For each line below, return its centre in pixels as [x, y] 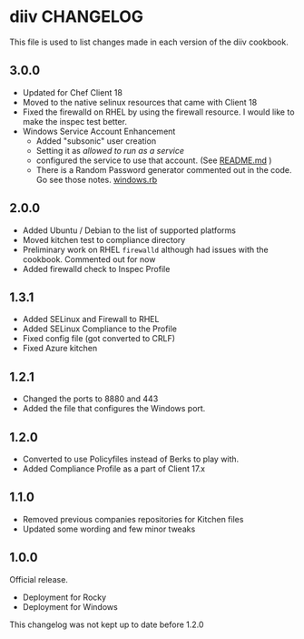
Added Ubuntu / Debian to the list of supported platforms [129, 230]
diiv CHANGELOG [76, 17]
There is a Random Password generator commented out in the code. [164, 169]
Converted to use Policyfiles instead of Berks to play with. [131, 459]
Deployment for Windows [70, 606]
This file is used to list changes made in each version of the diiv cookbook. [149, 42]
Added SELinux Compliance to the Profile [99, 329]
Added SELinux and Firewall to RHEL [91, 319]
